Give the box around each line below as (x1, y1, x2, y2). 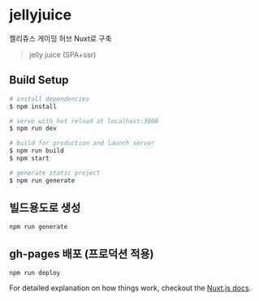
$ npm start (9, 154, 50, 162)
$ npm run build (9, 147, 64, 155)
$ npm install (9, 102, 58, 110)
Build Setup (9, 73, 69, 87)
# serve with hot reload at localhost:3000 (9, 117, 159, 125)
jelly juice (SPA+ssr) (28, 49, 97, 59)
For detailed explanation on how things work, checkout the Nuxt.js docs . (9, 283, 252, 293)
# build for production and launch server (9, 140, 155, 148)
